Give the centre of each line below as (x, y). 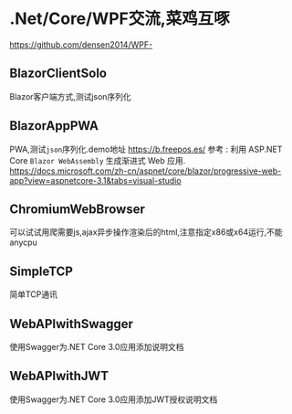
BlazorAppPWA (54, 126)
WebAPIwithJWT (59, 376)
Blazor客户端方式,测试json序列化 (71, 96)
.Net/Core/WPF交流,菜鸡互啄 (120, 19)
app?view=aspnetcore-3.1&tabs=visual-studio (95, 180)
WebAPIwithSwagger (72, 324)
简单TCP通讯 (33, 294)
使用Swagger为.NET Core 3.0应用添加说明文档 (97, 347)
